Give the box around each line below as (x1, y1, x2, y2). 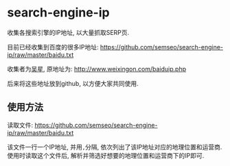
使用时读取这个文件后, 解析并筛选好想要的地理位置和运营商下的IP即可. (7, 151, 205, 159)
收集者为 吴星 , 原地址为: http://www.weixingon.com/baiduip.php (7, 64, 187, 73)
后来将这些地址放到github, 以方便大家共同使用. (7, 79, 139, 87)
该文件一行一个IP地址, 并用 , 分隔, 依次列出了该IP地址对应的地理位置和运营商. (7, 143, 222, 151)
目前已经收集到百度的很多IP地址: (7, 43, 99, 51)
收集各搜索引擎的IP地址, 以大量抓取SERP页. (7, 28, 130, 36)
